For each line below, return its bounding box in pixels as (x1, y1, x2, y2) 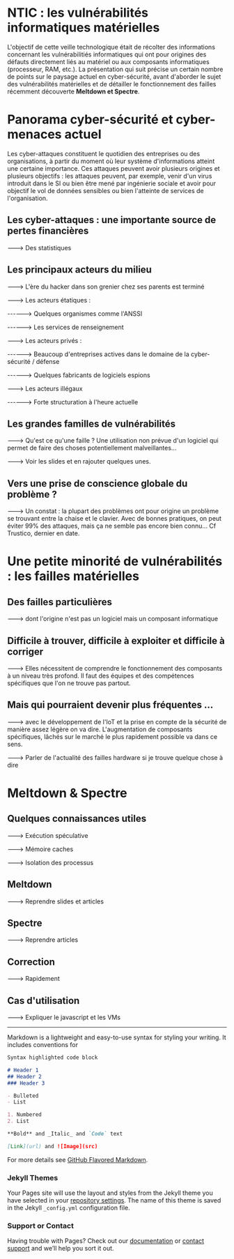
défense (36, 357, 60, 365)
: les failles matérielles (7, 568, 139, 584)
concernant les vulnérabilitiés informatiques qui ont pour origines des (7, 50, 207, 59)
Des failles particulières (7, 596, 113, 608)
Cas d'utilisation (7, 995, 80, 1007)
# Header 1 (7, 1067, 39, 1074)
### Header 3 (7, 1079, 45, 1087)
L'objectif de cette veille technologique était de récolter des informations (7, 43, 216, 51)
